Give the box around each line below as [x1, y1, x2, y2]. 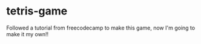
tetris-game [6, 4, 68, 18]
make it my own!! [6, 30, 49, 37]
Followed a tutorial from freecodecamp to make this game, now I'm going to [6, 24, 196, 31]
